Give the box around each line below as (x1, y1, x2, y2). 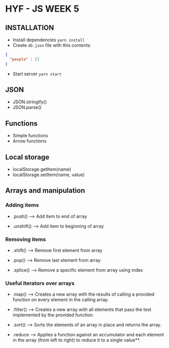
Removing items (5, 236, 46, 243)
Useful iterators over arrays (5, 279, 75, 286)
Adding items (5, 201, 39, 209)
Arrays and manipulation (5, 186, 85, 195)
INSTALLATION (5, 23, 54, 32)
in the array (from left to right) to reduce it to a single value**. (12, 337, 141, 343)
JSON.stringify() (12, 99, 47, 105)
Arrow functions (12, 138, 47, 144)
